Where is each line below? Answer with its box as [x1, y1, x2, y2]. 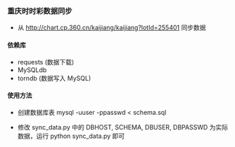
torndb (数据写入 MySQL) [17, 73, 91, 82]
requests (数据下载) [17, 57, 75, 66]
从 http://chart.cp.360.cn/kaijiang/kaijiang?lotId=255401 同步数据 [17, 23, 206, 32]
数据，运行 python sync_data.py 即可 [17, 132, 125, 140]
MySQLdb [17, 65, 47, 74]
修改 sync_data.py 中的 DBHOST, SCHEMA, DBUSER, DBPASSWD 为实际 [17, 122, 229, 131]
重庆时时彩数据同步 [7, 6, 72, 15]
